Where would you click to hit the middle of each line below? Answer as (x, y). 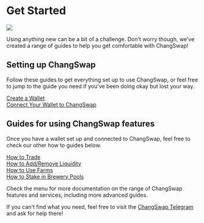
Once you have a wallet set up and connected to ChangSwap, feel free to (98, 138)
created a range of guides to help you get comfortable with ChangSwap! (97, 45)
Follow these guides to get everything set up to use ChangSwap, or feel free (102, 80)
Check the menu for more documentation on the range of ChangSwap (94, 188)
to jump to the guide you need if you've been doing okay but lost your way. (100, 86)
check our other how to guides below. (54, 145)
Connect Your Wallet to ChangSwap (51, 104)
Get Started (36, 11)
